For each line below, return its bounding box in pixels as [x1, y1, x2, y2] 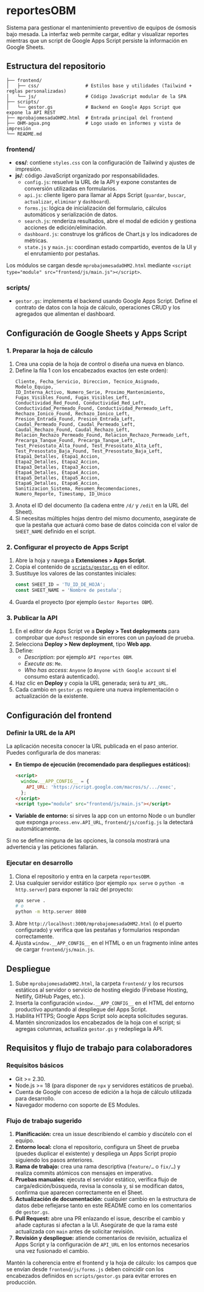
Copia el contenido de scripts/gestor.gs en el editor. [15, 563, 150, 570]
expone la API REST [6, 109, 56, 116]
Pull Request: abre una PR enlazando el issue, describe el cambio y [15, 1215, 186, 1222]
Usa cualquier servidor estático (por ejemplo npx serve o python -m [15, 879, 185, 887]
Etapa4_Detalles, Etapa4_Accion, [15, 470, 100, 476]
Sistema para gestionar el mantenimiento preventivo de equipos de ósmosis [6, 24, 197, 31]
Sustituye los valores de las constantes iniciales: [15, 570, 137, 577]
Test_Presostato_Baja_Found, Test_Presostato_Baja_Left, [15, 448, 163, 454]
